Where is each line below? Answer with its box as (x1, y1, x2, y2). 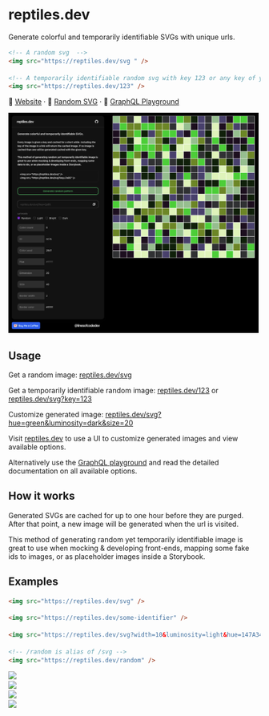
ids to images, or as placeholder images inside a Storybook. (8, 551, 206, 561)
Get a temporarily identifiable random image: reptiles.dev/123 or (8, 386, 219, 396)
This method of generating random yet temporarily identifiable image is (8, 534, 243, 544)
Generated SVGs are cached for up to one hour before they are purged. (8, 510, 244, 520)
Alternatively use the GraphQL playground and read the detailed (8, 458, 219, 468)
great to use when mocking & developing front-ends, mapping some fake (8, 543, 250, 553)
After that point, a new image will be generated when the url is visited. (8, 519, 239, 529)
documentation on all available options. (8, 466, 138, 476)
